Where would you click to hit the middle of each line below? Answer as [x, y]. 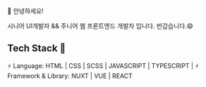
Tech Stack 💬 [37, 48]
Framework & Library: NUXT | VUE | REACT [70, 76]
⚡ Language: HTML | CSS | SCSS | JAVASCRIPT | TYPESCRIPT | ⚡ [103, 65]
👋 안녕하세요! [25, 11]
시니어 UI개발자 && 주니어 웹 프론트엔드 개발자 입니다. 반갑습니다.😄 [101, 26]
